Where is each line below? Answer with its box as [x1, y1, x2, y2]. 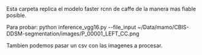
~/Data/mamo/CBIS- [137, 24, 189, 31]
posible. [6, 12, 26, 19]
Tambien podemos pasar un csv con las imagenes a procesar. [6, 42, 163, 49]
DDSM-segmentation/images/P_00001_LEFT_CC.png [6, 30, 140, 37]
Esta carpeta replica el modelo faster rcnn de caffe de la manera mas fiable [6, 5, 196, 12]
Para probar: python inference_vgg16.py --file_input [6, 24, 137, 31]
